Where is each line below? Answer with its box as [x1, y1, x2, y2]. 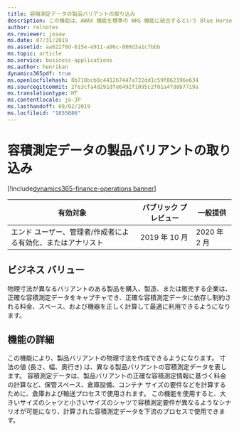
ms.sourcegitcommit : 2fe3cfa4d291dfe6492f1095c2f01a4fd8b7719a [7, 83, 199, 90]
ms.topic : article [7, 50, 62, 58]
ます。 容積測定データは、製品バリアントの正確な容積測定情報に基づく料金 [7, 371, 226, 381]
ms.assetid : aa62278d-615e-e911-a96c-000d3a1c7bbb [7, 43, 161, 50]
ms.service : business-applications [7, 57, 113, 64]
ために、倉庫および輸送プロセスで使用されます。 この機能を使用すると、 [7, 389, 221, 398]
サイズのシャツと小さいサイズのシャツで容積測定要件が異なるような [19, 398, 219, 407]
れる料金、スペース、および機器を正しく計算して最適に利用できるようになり [7, 302, 231, 310]
